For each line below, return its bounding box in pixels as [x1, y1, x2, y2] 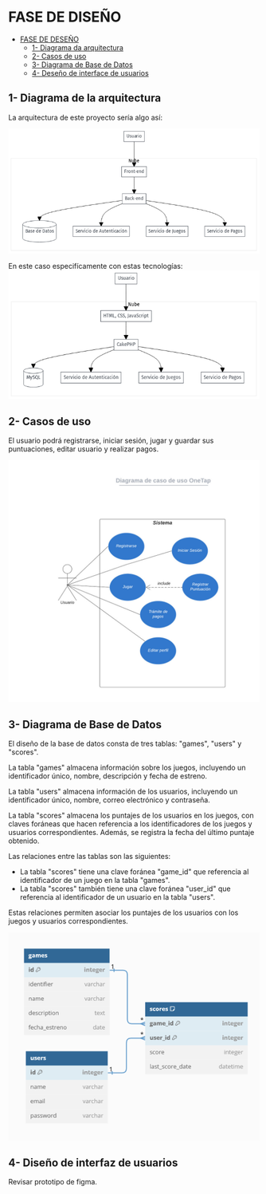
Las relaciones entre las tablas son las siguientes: [8, 852, 171, 861]
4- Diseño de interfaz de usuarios [8, 1156, 178, 1169]
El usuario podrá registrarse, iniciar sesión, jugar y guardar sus [8, 435, 214, 445]
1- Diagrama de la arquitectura [8, 92, 162, 105]
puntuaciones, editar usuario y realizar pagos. [8, 443, 159, 454]
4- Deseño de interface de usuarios [31, 68, 149, 77]
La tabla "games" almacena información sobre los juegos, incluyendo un [8, 763, 246, 773]
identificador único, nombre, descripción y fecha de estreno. [8, 771, 208, 781]
